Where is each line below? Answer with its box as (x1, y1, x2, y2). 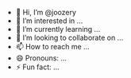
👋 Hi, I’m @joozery (15, 8, 77, 17)
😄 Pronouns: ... (15, 53, 67, 63)
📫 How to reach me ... (15, 42, 90, 51)
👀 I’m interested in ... (15, 16, 83, 25)
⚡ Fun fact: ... (15, 62, 60, 72)
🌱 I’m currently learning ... (15, 25, 101, 33)
